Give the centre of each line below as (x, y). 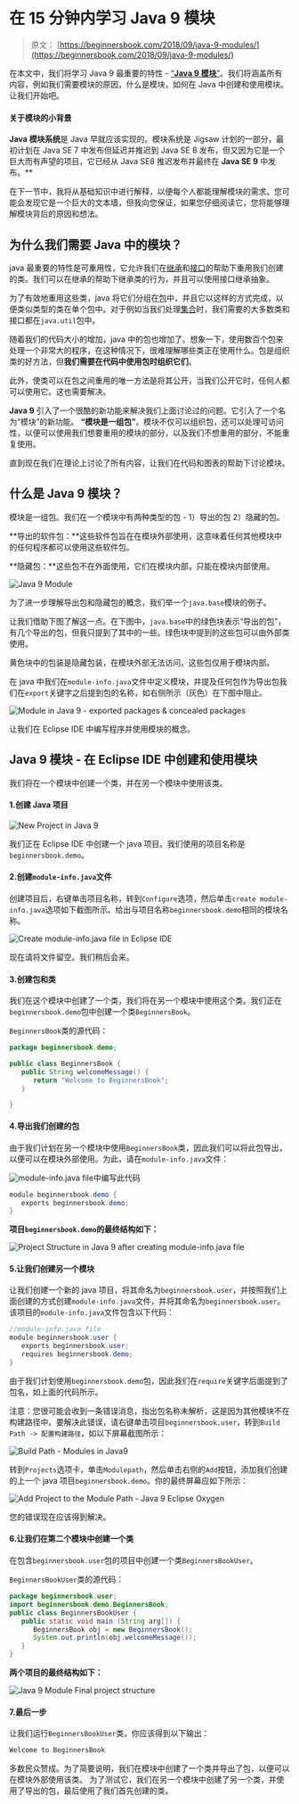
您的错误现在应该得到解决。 (60, 1517)
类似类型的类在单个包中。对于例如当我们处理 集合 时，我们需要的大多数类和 (153, 309)
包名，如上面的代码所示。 (56, 1392)
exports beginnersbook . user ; (75, 1346)
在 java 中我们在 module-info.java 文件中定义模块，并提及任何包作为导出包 (145, 681)
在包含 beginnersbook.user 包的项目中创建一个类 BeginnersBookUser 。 (133, 1560)
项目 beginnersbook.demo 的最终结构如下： (84, 1229)
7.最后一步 (28, 1712)
